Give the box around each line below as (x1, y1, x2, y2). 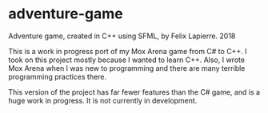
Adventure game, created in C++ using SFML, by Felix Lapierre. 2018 (8, 31, 236, 41)
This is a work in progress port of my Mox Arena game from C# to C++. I (8, 46, 247, 56)
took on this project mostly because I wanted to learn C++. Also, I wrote (8, 55, 246, 64)
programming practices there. (8, 72, 106, 81)
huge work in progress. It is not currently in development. (8, 95, 198, 105)
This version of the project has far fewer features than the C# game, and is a (8, 87, 261, 96)
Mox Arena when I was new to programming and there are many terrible (8, 63, 246, 72)
